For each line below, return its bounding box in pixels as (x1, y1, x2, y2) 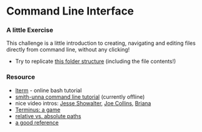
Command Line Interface (6, 4, 134, 18)
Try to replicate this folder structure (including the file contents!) (15, 58, 176, 65)
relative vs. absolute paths (15, 112, 82, 119)
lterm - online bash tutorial (15, 87, 82, 94)
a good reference (15, 119, 59, 126)
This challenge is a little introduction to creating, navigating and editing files (6, 39, 196, 47)
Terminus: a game (15, 106, 61, 113)
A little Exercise (6, 26, 54, 35)
